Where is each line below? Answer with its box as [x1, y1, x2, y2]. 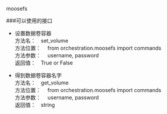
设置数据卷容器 [14, 30, 52, 37]
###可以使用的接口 [6, 17, 53, 24]
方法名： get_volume [14, 79, 69, 86]
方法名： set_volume [14, 37, 69, 44]
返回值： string [14, 102, 55, 108]
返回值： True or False [14, 59, 73, 66]
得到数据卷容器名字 [14, 72, 62, 79]
